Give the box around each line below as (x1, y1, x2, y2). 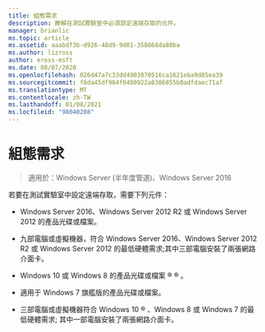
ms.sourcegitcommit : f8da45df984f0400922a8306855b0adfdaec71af (8, 78, 223, 86)
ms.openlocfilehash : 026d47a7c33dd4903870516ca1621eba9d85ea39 (8, 71, 223, 79)
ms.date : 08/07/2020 (8, 64, 77, 72)
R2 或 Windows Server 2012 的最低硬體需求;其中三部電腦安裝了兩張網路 (19, 243, 256, 253)
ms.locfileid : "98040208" (8, 109, 94, 117)
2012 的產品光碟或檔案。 (19, 216, 101, 226)
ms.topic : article (8, 34, 69, 42)
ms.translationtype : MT (8, 85, 88, 94)
